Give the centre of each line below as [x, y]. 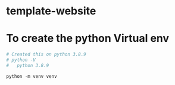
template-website [51, 11]
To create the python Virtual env [88, 39]
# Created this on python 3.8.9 [46, 54]
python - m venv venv [32, 76]
